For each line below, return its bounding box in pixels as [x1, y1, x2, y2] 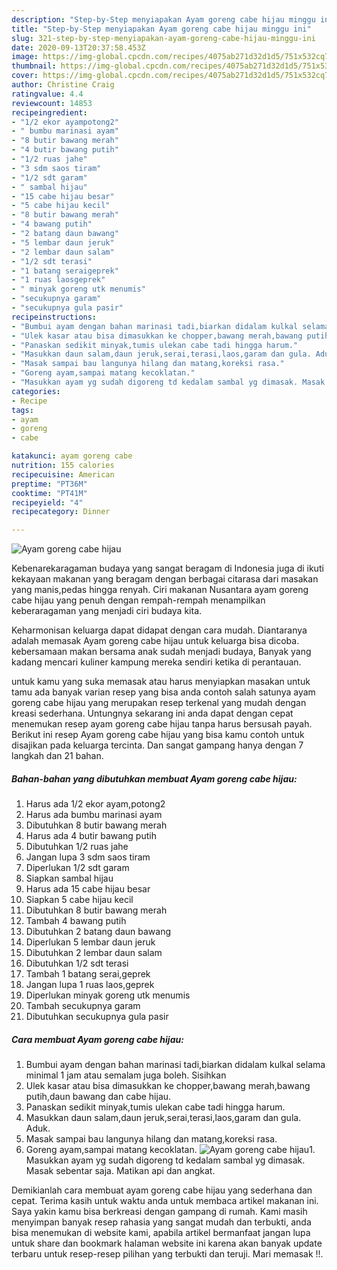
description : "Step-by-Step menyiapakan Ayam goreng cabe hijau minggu [11, 14, 316, 25]
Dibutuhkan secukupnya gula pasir [25, 1011, 169, 1023]
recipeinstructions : [11, 312, 98, 322]
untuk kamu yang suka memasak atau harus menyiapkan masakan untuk [11, 676, 311, 688]
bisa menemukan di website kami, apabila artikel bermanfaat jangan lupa [11, 1227, 311, 1239]
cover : [11, 71, 39, 81]
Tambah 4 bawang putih [25, 915, 127, 927]
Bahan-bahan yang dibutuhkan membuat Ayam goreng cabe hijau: [11, 772, 298, 785]
